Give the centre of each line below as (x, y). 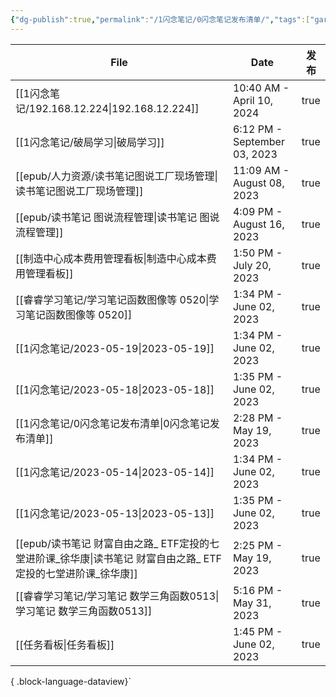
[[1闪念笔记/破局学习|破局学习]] (90, 142)
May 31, (252, 603)
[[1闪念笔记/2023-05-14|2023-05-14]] (115, 472)
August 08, (258, 183)
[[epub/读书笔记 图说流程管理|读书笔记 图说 (117, 217)
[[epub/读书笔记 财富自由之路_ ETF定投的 (112, 543)
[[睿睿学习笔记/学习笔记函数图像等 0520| (112, 299)
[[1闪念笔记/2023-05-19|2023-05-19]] (115, 348)
